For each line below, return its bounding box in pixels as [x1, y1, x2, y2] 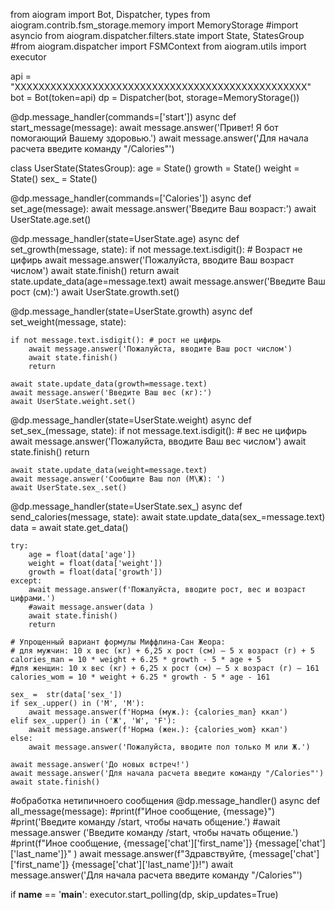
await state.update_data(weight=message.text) [10, 465, 208, 475]
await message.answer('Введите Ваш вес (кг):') [10, 388, 213, 398]
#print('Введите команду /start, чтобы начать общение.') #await [10, 816, 281, 828]
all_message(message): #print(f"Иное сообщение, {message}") [10, 805, 276, 817]
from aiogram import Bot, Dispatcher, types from [10, 9, 211, 20]
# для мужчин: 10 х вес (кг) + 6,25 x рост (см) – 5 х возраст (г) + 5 [10, 646, 315, 656]
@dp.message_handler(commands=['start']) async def [10, 111, 237, 123]
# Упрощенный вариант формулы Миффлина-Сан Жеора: [10, 637, 226, 647]
